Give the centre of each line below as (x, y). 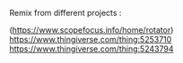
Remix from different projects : (65, 13)
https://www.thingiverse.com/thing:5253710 (91, 39)
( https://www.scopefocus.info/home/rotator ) (91, 30)
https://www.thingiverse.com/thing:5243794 (91, 49)
